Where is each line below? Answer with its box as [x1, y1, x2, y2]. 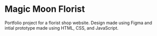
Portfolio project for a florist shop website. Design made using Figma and [4, 20, 153, 26]
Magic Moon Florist [4, 3, 85, 15]
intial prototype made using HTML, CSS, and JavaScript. [4, 25, 119, 31]
